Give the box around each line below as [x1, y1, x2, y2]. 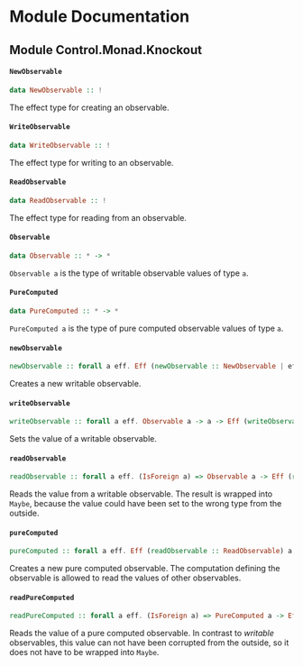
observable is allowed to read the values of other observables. [9, 572, 242, 583]
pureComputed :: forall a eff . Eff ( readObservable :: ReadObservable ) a [9, 547, 293, 556]
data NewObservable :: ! [9, 86, 103, 95]
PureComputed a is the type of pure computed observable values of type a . [9, 323, 284, 333]
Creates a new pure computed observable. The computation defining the [9, 563, 280, 574]
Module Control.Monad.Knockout [9, 42, 203, 58]
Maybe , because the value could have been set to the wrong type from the [9, 498, 282, 509]
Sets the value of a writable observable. [9, 433, 158, 444]
